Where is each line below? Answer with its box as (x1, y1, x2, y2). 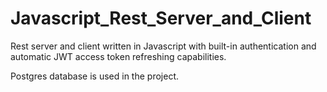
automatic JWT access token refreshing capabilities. (10, 50, 227, 62)
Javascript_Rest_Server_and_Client (10, 7, 312, 30)
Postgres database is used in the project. (10, 70, 179, 82)
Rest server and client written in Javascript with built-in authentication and (10, 40, 317, 52)
